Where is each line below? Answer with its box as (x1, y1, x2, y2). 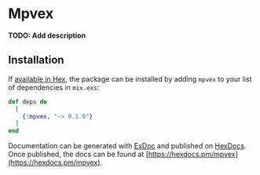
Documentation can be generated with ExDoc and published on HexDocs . (8, 141, 247, 151)
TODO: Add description (8, 31, 86, 40)
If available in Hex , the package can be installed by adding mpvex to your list (8, 74, 253, 83)
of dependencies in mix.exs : (8, 82, 100, 92)
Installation (8, 53, 64, 67)
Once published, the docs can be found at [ (8, 150, 149, 159)
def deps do (8, 97, 47, 106)
